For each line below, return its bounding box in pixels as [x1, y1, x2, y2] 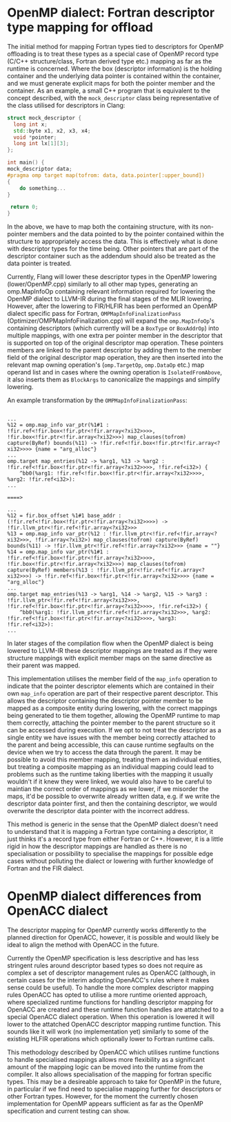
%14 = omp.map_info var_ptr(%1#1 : [7, 549, 110, 555]
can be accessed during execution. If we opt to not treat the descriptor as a [7, 726, 222, 734]
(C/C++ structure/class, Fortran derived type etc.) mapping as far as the [7, 57, 212, 65]
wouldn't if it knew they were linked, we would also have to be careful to [7, 777, 212, 786]
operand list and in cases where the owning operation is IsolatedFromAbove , [7, 368, 223, 377]
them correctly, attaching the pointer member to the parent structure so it [7, 719, 216, 727]
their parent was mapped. [7, 661, 81, 669]
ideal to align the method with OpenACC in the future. [7, 941, 159, 949]
